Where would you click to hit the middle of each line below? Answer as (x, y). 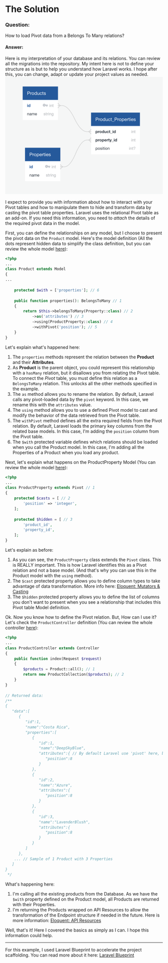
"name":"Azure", (55, 785)
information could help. (29, 936)
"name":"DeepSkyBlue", (62, 748)
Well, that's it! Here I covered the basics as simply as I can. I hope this (77, 930)
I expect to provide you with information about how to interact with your (79, 202)
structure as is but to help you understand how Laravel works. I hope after (81, 69)
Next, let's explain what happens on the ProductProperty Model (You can (80, 462)
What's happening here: (30, 884)
